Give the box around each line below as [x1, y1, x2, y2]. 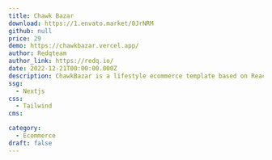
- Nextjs [15, 86, 45, 95]
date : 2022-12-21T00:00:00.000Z [8, 65, 117, 73]
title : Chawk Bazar [8, 11, 74, 20]
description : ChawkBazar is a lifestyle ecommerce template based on [8, 72, 249, 80]
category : [8, 124, 42, 133]
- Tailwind [15, 102, 53, 110]
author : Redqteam [8, 49, 67, 57]
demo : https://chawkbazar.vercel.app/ [8, 42, 139, 50]
